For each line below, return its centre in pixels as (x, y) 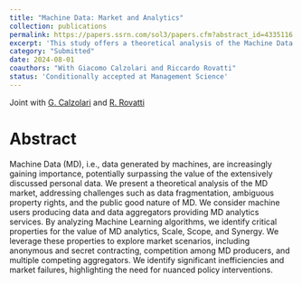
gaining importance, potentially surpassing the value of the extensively (141, 174)
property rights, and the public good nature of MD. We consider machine (145, 202)
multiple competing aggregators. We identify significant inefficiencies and (147, 260)
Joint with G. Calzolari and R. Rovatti (77, 102)
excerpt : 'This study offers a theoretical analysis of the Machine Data (151, 43)
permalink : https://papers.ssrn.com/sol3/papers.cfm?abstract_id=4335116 (151, 34)
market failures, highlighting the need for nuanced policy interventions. (141, 270)
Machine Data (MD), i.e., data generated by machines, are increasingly (141, 164)
